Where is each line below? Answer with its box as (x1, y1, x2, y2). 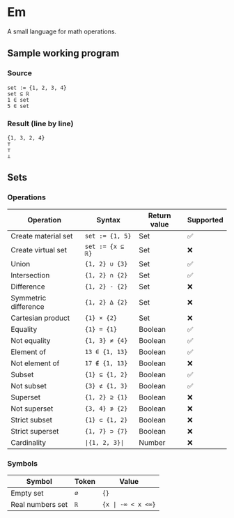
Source (7, 68, 33, 78)
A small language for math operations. (7, 27, 117, 36)
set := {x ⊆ (84, 242, 125, 250)
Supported (187, 215, 224, 224)
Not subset (10, 381, 47, 390)
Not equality (10, 335, 51, 345)
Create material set (10, 231, 73, 241)
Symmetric (10, 293, 47, 303)
